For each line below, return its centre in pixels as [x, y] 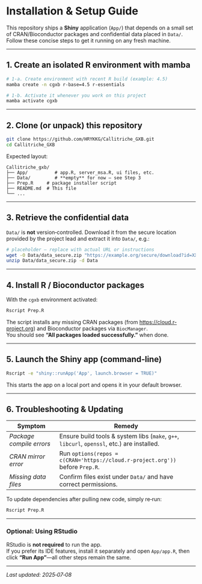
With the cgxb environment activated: [52, 300]
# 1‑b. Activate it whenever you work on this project [76, 95]
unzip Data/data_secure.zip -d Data [52, 261]
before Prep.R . [80, 467]
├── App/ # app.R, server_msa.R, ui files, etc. [80, 173]
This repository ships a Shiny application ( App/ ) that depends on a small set [100, 28]
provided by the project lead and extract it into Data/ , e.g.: [78, 238]
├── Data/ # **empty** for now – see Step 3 [74, 178]
